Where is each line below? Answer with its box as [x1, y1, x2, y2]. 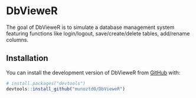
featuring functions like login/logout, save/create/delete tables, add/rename [6, 30, 190, 37]
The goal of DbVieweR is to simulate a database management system [6, 24, 175, 31]
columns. [6, 36, 29, 43]
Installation [6, 53, 48, 63]
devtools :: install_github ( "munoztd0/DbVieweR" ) [6, 86, 126, 92]
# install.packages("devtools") [6, 80, 86, 86]
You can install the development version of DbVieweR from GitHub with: [6, 69, 181, 76]
